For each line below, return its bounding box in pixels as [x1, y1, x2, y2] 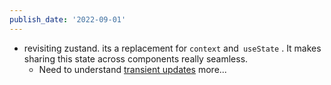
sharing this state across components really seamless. [23, 52, 249, 65]
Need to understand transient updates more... [38, 63, 227, 75]
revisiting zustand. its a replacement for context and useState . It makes [23, 42, 322, 54]
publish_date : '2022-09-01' [9, 14, 127, 25]
